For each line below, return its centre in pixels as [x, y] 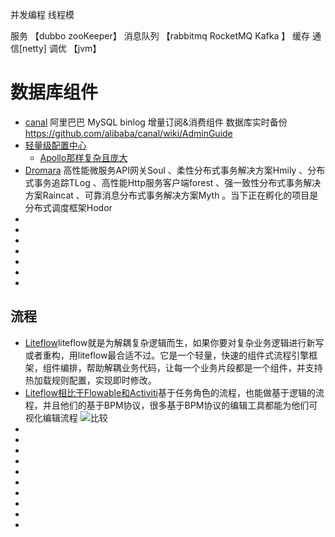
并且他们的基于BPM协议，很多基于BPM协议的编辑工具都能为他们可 [180, 405]
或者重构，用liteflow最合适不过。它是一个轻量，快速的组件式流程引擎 [167, 355]
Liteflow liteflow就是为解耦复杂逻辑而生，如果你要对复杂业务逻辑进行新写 [174, 342]
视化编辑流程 [51, 417]
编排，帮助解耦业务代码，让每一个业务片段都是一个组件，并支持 [191, 367]
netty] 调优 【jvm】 [62, 48]
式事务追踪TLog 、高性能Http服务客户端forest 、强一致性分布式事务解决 [173, 182]
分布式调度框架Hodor [68, 207]
